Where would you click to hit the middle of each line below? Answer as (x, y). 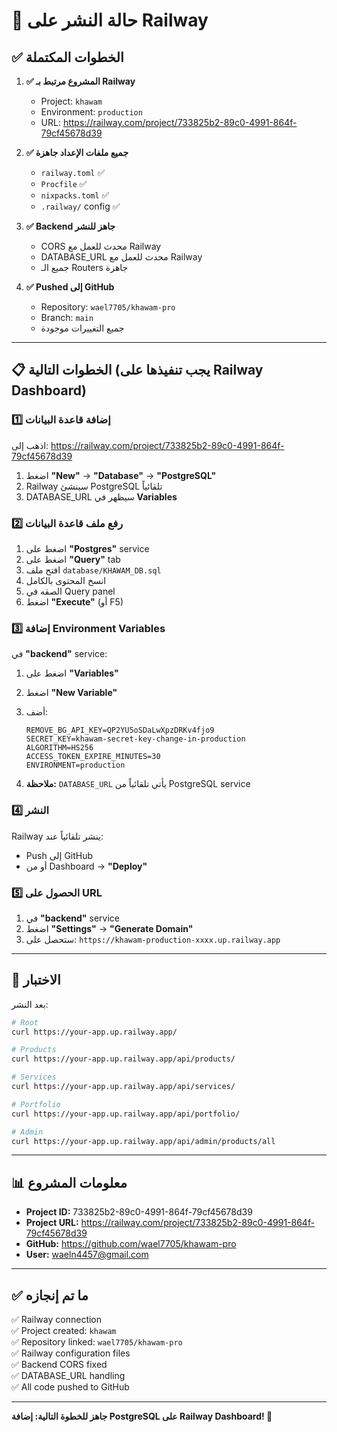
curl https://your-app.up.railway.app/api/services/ (123, 1087)
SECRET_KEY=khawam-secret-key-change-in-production (135, 739)
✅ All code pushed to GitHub (70, 1387)
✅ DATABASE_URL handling (68, 1376)
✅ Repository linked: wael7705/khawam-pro (97, 1342)
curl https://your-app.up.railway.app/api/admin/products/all (143, 1141)
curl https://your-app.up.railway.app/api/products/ (123, 1059)
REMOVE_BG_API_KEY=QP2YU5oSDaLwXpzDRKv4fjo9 (120, 730)
